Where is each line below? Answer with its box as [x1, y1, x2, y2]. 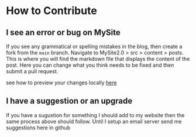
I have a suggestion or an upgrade [6, 96, 133, 106]
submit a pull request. [6, 68, 59, 74]
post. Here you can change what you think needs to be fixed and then [6, 61, 174, 68]
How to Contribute [6, 4, 98, 18]
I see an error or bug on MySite [6, 28, 121, 37]
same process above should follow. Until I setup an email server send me [6, 118, 182, 125]
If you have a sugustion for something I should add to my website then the [6, 111, 185, 118]
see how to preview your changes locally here [6, 79, 117, 86]
